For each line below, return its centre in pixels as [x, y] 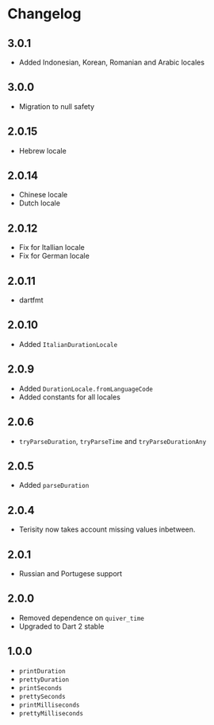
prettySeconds [42, 696]
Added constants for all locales [69, 397]
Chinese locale [43, 195]
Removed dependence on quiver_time [81, 618]
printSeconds [40, 688]
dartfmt [31, 300]
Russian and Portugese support [71, 573]
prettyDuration [44, 680]
